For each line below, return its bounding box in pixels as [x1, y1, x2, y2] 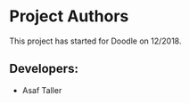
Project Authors [9, 6, 129, 27]
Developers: [9, 61, 78, 76]
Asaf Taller [21, 84, 62, 95]
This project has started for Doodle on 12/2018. [9, 36, 182, 46]
